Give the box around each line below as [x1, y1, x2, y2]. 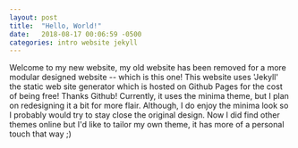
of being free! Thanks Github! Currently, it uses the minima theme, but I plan [9, 91, 289, 102]
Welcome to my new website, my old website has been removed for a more [9, 62, 286, 73]
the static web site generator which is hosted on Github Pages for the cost [9, 81, 284, 92]
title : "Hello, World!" [9, 21, 102, 30]
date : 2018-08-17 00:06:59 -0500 [9, 29, 142, 38]
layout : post [9, 12, 58, 22]
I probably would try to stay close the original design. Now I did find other [9, 110, 280, 120]
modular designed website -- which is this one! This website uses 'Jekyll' [9, 72, 279, 83]
